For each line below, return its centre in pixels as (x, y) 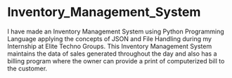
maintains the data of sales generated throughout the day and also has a (112, 54)
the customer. (27, 68)
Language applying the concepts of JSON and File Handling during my (110, 38)
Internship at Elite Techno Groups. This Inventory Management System (110, 46)
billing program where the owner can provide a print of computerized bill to (116, 61)
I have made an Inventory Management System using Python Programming (116, 31)
